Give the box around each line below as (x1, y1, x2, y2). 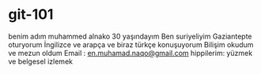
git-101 (8, 6, 54, 24)
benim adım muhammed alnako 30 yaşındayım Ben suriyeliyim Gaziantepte (8, 31, 252, 41)
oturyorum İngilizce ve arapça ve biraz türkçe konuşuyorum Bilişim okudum (8, 39, 254, 49)
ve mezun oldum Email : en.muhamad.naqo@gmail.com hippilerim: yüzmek (8, 48, 253, 57)
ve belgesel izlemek (8, 57, 74, 66)
